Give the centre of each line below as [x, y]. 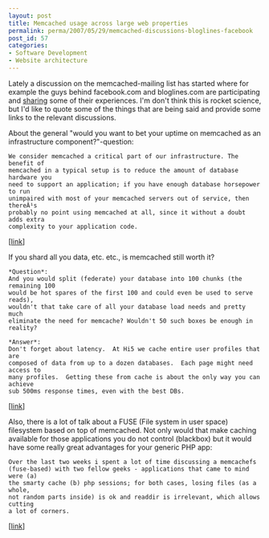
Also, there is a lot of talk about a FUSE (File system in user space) [118, 422]
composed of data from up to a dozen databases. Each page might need [130, 363]
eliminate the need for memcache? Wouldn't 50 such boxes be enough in [130, 321]
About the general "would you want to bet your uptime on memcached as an [134, 132]
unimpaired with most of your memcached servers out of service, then [129, 198]
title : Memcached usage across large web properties [98, 23]
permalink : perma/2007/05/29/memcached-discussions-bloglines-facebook [130, 31]
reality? [23, 328]
